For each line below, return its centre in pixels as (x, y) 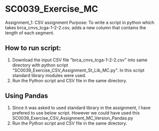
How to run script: (33, 48)
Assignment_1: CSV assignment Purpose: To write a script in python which (80, 22)
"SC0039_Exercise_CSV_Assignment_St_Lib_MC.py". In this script (78, 70)
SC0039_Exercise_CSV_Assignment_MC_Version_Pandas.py (73, 118)
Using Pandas (26, 96)
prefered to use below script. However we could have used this (76, 112)
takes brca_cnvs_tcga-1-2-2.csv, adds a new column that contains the (76, 27)
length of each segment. (30, 33)
